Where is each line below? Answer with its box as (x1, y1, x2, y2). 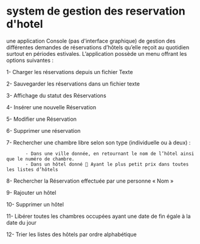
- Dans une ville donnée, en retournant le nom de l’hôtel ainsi (25, 151, 195, 157)
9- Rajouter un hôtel (6, 189, 57, 196)
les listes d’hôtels (6, 166, 59, 172)
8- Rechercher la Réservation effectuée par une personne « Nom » (6, 177, 174, 185)
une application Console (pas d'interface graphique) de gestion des (6, 37, 176, 44)
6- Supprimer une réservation (6, 127, 81, 134)
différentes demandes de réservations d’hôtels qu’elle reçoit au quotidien (6, 44, 190, 51)
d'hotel (6, 17, 43, 31)
